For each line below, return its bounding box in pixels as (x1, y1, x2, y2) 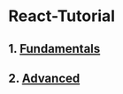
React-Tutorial (8, 6, 116, 26)
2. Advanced (8, 70, 81, 85)
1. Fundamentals (8, 41, 101, 56)
